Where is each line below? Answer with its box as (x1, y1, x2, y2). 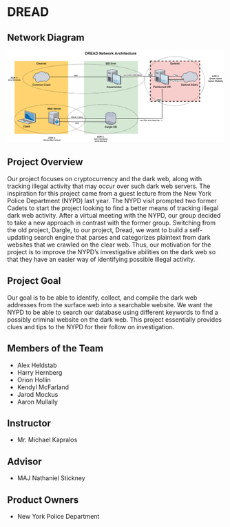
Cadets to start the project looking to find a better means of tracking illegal (7, 204, 219, 212)
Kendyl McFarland (17, 383, 70, 391)
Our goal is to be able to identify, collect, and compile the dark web (7, 293, 198, 302)
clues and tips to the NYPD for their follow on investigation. (7, 322, 175, 331)
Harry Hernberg (17, 368, 63, 376)
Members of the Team (7, 342, 104, 355)
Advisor (7, 455, 43, 467)
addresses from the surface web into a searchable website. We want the (7, 300, 213, 309)
